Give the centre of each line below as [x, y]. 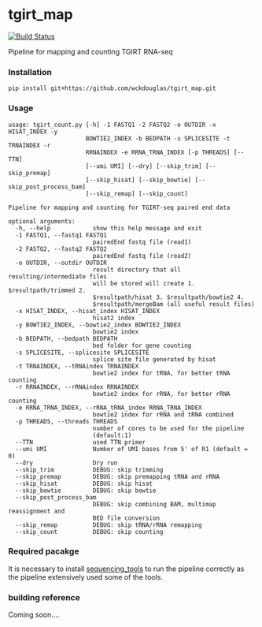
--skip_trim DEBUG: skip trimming [89, 470]
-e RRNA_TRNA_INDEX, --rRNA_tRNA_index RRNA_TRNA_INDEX [109, 408]
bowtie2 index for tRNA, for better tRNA [161, 373]
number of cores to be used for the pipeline [168, 428]
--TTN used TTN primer [81, 442]
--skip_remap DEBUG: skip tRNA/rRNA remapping [109, 525]
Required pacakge [44, 551]
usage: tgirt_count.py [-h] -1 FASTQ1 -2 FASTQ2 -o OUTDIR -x [112, 125]
